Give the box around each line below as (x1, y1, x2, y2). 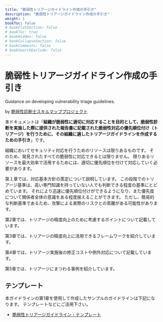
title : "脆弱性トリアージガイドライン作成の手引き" (5, 7, 97, 12)
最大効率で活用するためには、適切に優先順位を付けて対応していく (21, 160, 154, 166)
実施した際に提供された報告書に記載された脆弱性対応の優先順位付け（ (13, 125, 154, 131)
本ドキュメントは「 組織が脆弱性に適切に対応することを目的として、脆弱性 (5, 119, 154, 125)
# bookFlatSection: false (5, 25, 57, 30)
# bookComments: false (5, 43, 51, 48)
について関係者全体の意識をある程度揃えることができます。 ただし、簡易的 (5, 194, 154, 200)
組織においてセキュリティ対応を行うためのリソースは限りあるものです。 (5, 148, 149, 153)
